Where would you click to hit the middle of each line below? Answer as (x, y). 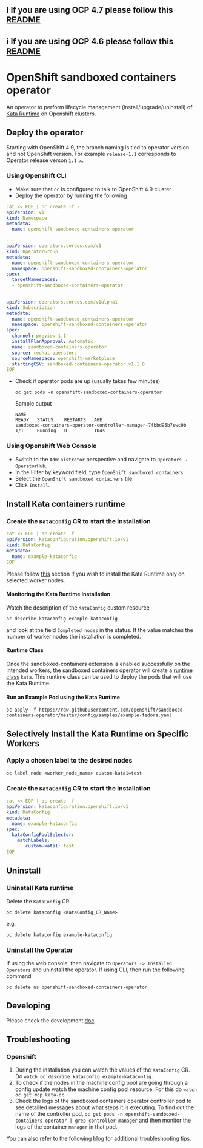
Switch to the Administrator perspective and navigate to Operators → (101, 459)
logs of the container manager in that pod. (66, 1127)
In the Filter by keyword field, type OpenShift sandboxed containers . (100, 472)
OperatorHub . (31, 466)
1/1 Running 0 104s (60, 431)
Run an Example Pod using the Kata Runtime (63, 697)
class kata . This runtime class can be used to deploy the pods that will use (99, 676)
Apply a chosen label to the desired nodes (69, 761)
